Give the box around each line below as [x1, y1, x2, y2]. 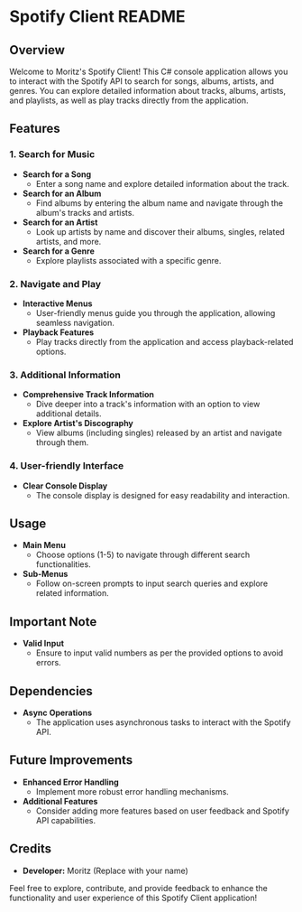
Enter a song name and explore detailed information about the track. [35, 178, 290, 189]
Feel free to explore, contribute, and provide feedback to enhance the [9, 882, 269, 893]
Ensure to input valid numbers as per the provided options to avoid [35, 647, 284, 658]
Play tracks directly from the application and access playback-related [35, 336, 294, 347]
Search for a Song [22, 169, 92, 180]
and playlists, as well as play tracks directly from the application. [9, 95, 250, 106]
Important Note [9, 614, 97, 629]
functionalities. [35, 559, 92, 570]
